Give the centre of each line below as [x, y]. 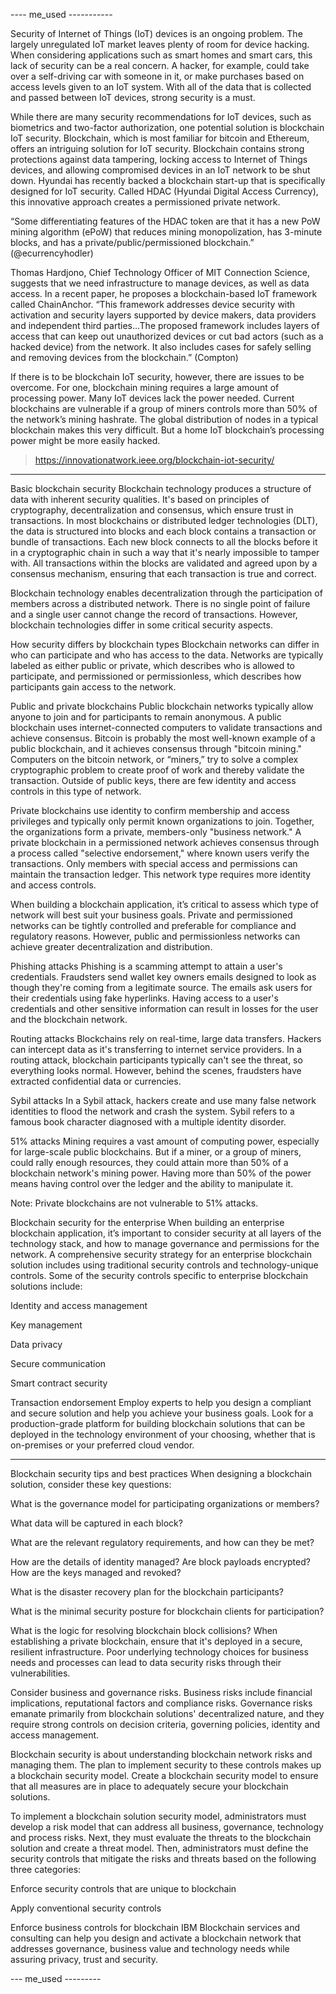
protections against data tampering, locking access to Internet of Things [159, 159]
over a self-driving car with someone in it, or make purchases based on [157, 76]
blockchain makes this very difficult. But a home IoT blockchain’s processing [167, 430]
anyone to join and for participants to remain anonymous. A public [146, 717]
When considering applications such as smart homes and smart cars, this [161, 55]
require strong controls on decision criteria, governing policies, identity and [165, 1724]
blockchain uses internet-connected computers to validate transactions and [166, 727]
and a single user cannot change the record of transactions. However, [154, 614]
